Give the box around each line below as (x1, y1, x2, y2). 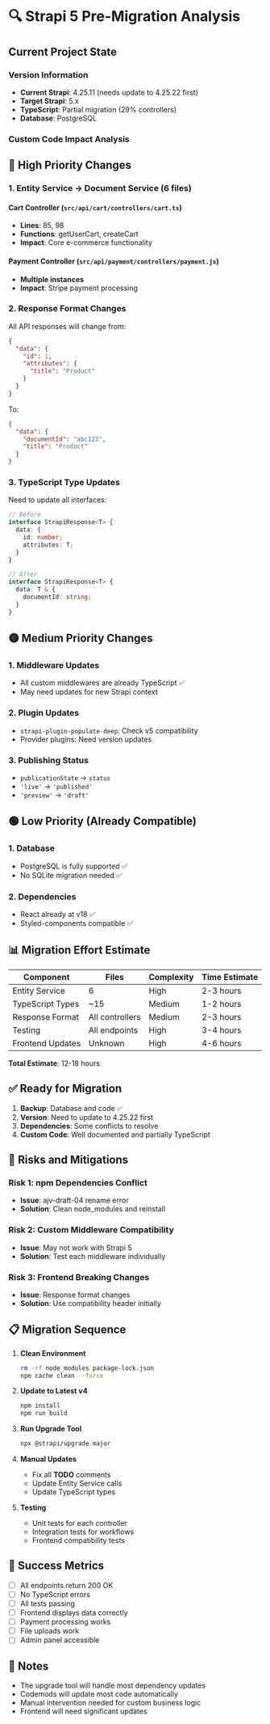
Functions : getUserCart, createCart (19, 229, 139, 239)
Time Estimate (201, 971, 259, 982)
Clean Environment (19, 1348, 86, 1358)
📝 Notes (8, 1659, 49, 1673)
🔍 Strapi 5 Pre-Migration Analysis (8, 7, 241, 26)
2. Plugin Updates (8, 708, 80, 719)
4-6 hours (201, 1037, 242, 1049)
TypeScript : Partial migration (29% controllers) (19, 104, 177, 114)
